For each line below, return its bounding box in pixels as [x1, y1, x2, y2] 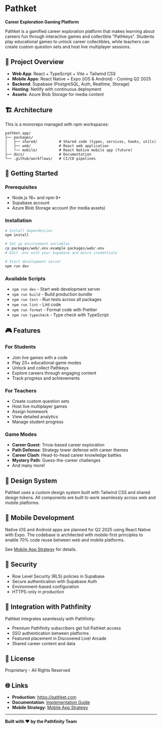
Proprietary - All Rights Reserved [5, 667, 70, 673]
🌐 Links [5, 681, 28, 690]
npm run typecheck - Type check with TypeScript [12, 312, 109, 317]
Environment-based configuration [12, 584, 80, 589]
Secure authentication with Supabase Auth [12, 578, 97, 584]
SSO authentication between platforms [12, 630, 89, 636]
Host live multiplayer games [12, 403, 67, 409]
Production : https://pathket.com [12, 694, 77, 700]
